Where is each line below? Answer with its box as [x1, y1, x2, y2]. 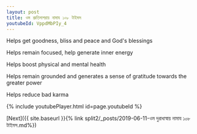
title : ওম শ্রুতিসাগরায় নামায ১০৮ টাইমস [6, 15, 81, 21]
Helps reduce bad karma [6, 91, 69, 99]
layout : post [6, 9, 40, 15]
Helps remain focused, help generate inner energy [6, 49, 133, 56]
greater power [6, 79, 42, 86]
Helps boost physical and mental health [6, 61, 106, 68]
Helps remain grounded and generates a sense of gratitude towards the [6, 73, 187, 80]
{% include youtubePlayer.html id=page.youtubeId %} [6, 103, 143, 110]
